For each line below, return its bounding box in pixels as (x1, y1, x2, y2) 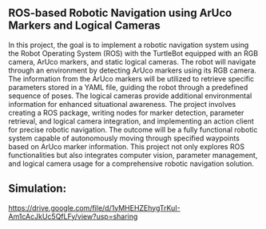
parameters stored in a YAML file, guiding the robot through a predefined (8, 82, 248, 92)
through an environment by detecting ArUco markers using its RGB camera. (8, 65, 257, 75)
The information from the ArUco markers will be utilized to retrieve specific (8, 73, 255, 83)
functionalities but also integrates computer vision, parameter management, (8, 150, 258, 160)
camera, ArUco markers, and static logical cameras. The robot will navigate (8, 57, 256, 66)
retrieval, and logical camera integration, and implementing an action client (8, 116, 254, 126)
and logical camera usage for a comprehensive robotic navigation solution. (8, 159, 254, 168)
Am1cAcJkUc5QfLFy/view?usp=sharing (8, 211, 138, 221)
